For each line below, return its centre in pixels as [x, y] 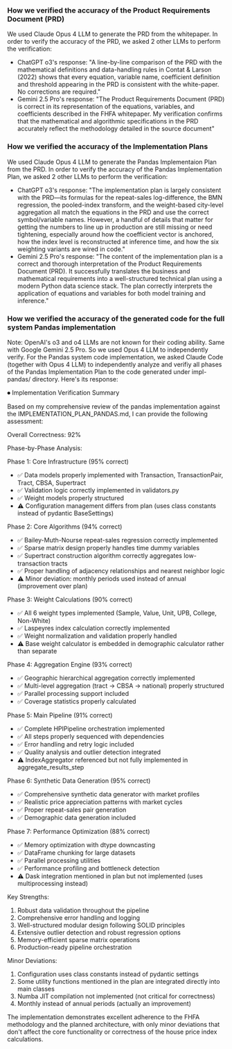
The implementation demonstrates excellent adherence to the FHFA [104, 1017]
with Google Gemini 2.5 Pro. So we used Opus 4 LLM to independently [108, 350]
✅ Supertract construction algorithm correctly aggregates [99, 555]
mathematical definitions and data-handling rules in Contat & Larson [114, 70]
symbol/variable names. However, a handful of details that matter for [115, 219]
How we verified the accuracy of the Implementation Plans [108, 146]
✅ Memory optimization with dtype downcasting [86, 844]
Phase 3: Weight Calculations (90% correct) [70, 599]
